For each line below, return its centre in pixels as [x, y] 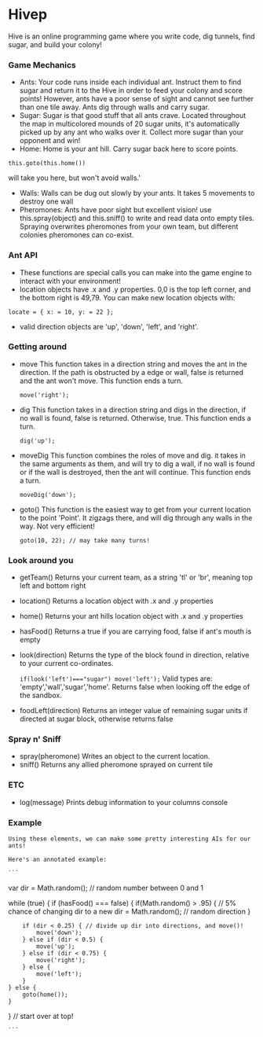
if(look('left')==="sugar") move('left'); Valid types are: [116, 678]
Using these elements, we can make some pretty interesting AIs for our [130, 839]
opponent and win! [50, 141]
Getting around [38, 347]
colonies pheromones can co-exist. [77, 235]
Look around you [41, 560]
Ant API [23, 256]
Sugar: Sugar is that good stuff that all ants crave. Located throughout [132, 116]
